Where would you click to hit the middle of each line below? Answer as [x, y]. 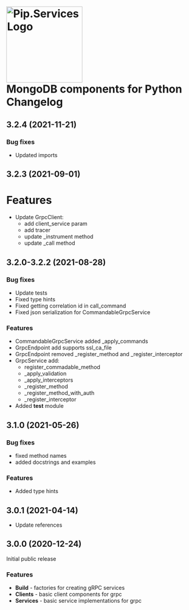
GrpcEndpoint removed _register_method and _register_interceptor [99, 354]
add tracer [37, 230]
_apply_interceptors [49, 380]
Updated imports [36, 155]
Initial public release [31, 559]
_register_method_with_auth [59, 393]
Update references [39, 525]
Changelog [35, 102]
